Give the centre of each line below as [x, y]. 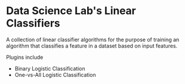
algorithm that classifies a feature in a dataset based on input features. [92, 46]
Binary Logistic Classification [50, 68]
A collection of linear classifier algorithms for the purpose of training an [93, 39]
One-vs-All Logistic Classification [55, 75]
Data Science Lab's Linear [71, 11]
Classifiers [33, 23]
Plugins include [25, 57]
